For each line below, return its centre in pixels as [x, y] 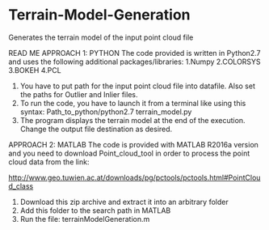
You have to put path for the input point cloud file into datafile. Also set [138, 86]
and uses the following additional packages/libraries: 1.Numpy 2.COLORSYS [134, 62]
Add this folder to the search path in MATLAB [95, 210]
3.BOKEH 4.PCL [35, 70]
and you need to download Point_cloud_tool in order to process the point [129, 153]
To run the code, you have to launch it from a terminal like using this [133, 103]
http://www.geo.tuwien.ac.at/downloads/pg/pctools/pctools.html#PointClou [134, 177]
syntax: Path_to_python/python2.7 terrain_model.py [106, 112]
